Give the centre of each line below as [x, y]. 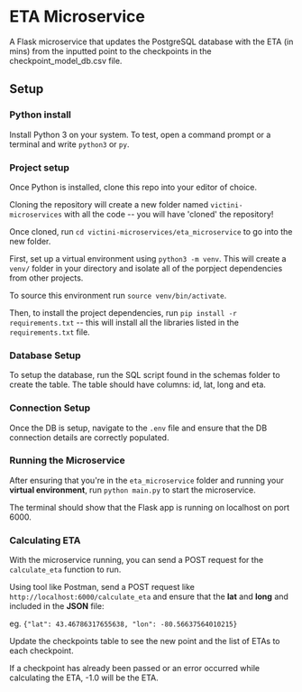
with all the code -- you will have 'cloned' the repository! [169, 214]
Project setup [39, 167]
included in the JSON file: [57, 606]
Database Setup [45, 355]
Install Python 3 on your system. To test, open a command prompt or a [140, 134]
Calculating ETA [45, 540]
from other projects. [46, 278]
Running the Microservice [67, 460]
